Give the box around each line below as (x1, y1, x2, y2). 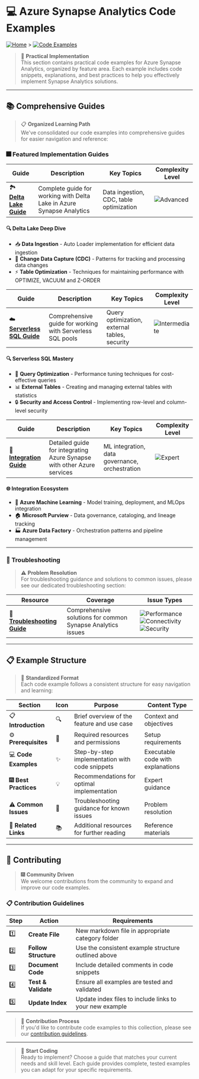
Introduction (9, 721, 45, 729)
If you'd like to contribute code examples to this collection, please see (20, 1024, 191, 1031)
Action (39, 916, 59, 925)
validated (75, 985, 102, 993)
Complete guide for (38, 184, 92, 192)
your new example (75, 1002, 127, 1010)
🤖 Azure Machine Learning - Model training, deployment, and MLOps (14, 498, 185, 505)
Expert (144, 776, 163, 784)
